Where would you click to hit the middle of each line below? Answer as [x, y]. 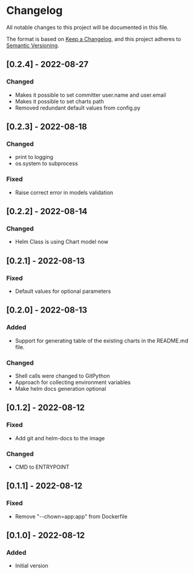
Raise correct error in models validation [64, 192]
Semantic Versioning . [33, 45]
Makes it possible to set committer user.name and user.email [90, 95]
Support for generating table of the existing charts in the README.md [102, 341]
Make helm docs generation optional [60, 388]
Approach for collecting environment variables [73, 382]
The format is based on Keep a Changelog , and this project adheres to [94, 39]
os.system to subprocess [47, 163]
